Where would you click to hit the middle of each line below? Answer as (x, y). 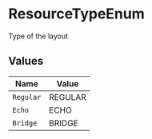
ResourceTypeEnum (77, 14)
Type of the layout (38, 36)
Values (26, 61)
